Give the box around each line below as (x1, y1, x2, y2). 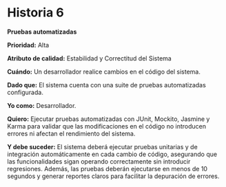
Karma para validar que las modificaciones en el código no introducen (7, 122, 207, 130)
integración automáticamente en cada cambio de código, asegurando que (7, 150, 218, 158)
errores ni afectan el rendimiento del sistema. (7, 129, 136, 137)
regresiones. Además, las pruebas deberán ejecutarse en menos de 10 (7, 164, 208, 173)
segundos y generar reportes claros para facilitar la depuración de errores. (7, 172, 220, 180)
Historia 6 (7, 5, 64, 21)
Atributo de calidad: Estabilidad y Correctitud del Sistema (7, 54, 172, 63)
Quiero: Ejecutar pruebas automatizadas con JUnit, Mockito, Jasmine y (7, 115, 210, 123)
